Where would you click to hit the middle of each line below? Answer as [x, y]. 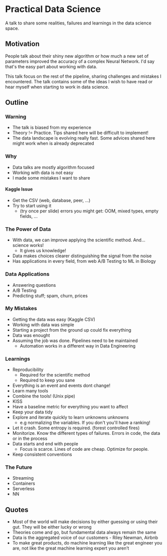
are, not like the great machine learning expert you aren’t [71, 548]
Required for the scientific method [55, 375]
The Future [19, 467]
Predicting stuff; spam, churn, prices [50, 296]
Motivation [22, 44]
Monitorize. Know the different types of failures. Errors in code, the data [86, 433]
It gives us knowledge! [43, 251]
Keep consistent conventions [42, 454]
